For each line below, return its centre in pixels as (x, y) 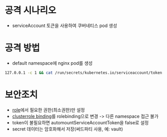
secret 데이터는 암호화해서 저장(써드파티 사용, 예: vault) (67, 129)
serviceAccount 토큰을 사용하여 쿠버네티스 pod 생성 (65, 25)
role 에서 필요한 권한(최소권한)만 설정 (48, 109)
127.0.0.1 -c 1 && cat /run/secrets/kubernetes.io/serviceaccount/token (83, 73)
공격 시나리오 (31, 10)
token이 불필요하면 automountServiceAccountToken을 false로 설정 (80, 122)
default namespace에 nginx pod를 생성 (52, 63)
